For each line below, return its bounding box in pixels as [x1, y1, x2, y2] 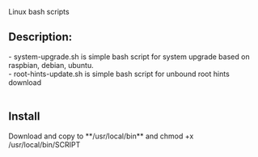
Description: [8, 30, 73, 44]
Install [8, 109, 40, 124]
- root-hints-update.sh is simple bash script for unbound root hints [8, 69, 231, 78]
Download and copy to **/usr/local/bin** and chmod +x [8, 131, 194, 141]
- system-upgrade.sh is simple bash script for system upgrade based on [8, 52, 250, 62]
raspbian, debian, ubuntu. [8, 60, 95, 70]
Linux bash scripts [8, 7, 70, 16]
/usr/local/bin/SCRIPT [8, 139, 81, 149]
